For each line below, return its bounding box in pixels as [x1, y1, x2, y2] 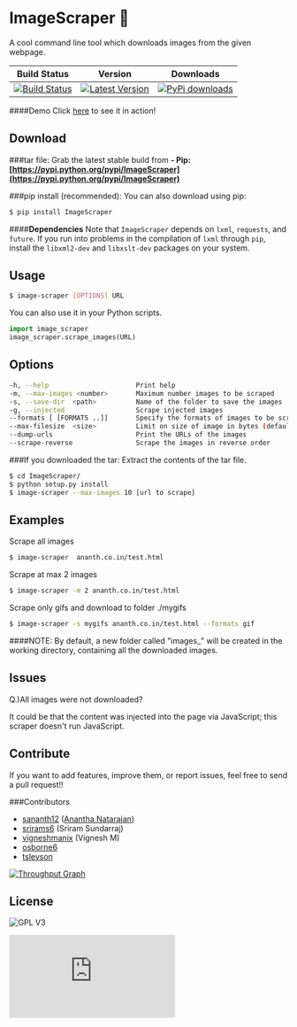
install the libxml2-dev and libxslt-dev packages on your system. [9, 243, 250, 253]
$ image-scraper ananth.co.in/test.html [9, 553, 164, 562]
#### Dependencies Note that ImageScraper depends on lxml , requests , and [9, 223, 287, 234]
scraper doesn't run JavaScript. [9, 721, 125, 731]
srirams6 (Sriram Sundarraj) [21, 822, 124, 833]
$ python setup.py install [9, 480, 109, 489]
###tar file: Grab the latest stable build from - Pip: [9, 154, 192, 165]
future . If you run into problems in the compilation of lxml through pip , [9, 233, 266, 243]
